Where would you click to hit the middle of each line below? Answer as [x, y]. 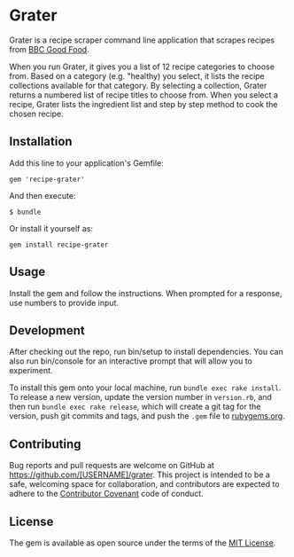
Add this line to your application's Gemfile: [86, 163]
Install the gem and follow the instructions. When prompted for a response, [146, 293]
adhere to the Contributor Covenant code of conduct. [106, 494]
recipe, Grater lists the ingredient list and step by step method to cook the [143, 104]
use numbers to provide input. [64, 302]
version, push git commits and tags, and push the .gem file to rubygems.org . [147, 416]
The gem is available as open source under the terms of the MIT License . [143, 543]
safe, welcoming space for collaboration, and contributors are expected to [145, 484]
